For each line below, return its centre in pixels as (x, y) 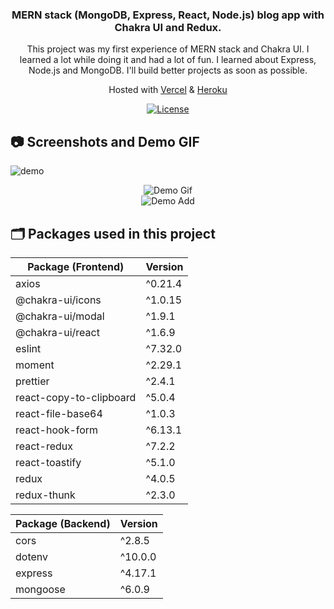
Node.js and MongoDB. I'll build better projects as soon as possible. (168, 70)
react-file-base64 (59, 413)
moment (35, 365)
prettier (32, 381)
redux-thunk (45, 495)
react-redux (44, 446)
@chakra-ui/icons (58, 300)
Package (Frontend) (76, 266)
